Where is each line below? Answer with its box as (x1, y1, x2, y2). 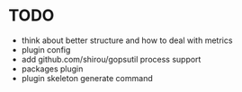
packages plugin (21, 63, 84, 74)
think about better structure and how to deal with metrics (21, 35, 233, 46)
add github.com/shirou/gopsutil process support (21, 54, 202, 64)
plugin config (21, 44, 71, 54)
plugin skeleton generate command (21, 72, 154, 83)
